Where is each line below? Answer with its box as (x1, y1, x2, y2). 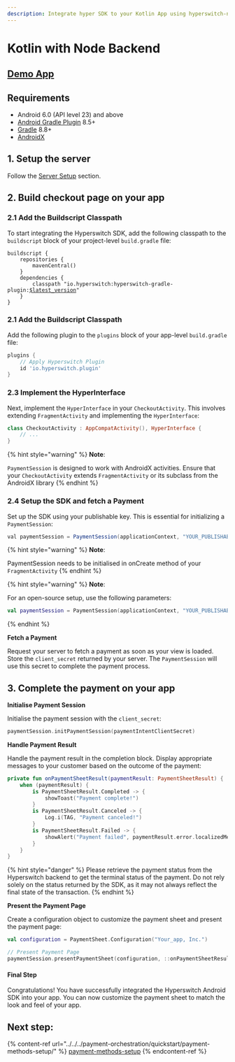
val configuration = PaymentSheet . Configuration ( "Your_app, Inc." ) (7, 936, 208, 943)
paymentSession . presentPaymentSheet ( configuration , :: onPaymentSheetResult (7, 956, 233, 963)
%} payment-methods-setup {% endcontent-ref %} (58, 1047, 207, 1055)
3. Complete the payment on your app (7, 682, 176, 694)
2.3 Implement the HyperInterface (7, 388, 126, 397)
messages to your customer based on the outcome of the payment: (7, 761, 201, 770)
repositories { (20, 256, 64, 263)
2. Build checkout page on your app (7, 192, 165, 204)
